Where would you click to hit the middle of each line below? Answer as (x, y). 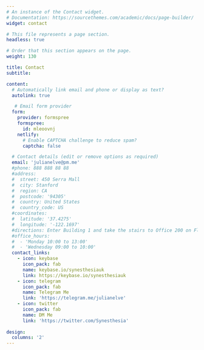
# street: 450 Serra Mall (46, 179)
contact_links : (31, 253)
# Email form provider (43, 106)
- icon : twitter (38, 304)
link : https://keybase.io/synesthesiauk (74, 275)
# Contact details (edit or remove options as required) (85, 157)
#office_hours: (31, 236)
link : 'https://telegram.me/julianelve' (74, 298)
